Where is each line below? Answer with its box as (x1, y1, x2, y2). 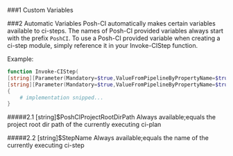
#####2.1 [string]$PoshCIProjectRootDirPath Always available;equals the (7, 113, 216, 121)
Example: (7, 55, 34, 63)
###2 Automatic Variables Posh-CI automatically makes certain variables (7, 19, 216, 27)
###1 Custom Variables (7, 6, 74, 14)
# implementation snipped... (19, 94, 104, 101)
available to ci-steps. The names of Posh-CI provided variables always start (7, 27, 224, 35)
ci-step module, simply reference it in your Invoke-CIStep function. (7, 42, 198, 49)
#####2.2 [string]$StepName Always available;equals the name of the (7, 134, 209, 142)
